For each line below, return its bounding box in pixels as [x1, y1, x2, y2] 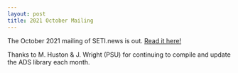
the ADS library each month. [7, 57, 90, 66]
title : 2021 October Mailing [7, 17, 94, 24]
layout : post [7, 10, 46, 18]
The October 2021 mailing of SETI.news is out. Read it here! [7, 36, 182, 45]
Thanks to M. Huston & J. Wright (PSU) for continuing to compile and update [7, 50, 231, 59]
